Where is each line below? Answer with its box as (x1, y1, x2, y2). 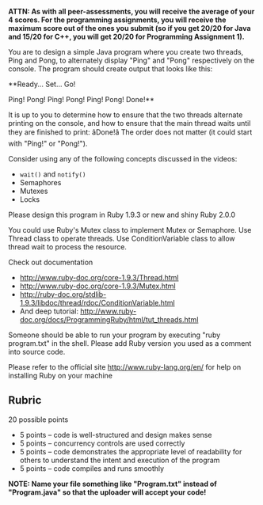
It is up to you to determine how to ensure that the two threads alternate (8, 110, 243, 120)
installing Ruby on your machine (8, 371, 113, 380)
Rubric (8, 393, 42, 407)
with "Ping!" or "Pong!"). (8, 139, 88, 148)
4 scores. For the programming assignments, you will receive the (8, 15, 227, 25)
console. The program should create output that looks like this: (8, 64, 213, 74)
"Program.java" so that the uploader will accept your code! (8, 487, 207, 497)
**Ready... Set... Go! (8, 79, 76, 89)
